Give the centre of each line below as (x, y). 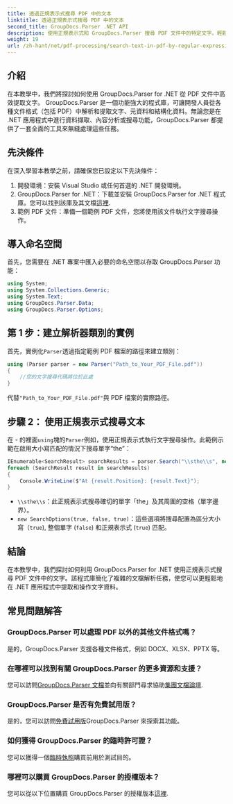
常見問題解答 (35, 611)
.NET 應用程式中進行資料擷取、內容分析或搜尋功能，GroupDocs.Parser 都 (112, 119)
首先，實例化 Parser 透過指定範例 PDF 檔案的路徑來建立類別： (94, 351)
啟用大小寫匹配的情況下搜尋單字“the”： (75, 448)
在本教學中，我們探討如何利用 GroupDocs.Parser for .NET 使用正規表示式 (112, 569)
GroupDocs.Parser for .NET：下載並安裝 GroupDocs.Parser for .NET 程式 (121, 194)
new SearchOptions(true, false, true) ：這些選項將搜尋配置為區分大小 (119, 519)
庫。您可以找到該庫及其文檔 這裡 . (64, 203)
